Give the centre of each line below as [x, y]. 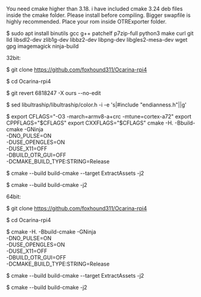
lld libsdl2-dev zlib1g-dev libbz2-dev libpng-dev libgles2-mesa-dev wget [97, 40]
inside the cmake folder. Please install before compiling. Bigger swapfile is [99, 15]
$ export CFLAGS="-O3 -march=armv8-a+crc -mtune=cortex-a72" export [99, 116]
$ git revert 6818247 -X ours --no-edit [54, 93]
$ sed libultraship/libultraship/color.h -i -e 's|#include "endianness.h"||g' [97, 105]
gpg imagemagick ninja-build [43, 46]
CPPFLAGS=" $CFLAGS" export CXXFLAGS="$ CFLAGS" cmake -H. [90, 123]
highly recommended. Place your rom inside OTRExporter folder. [87, 21]
